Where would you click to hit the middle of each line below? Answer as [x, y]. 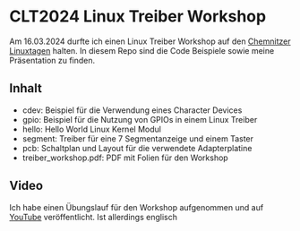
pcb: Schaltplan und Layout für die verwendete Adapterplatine [137, 148]
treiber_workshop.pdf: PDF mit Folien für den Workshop [125, 158]
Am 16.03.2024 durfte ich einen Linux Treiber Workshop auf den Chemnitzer [150, 41]
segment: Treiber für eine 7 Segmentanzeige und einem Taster [137, 138]
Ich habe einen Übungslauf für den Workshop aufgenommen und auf [137, 207]
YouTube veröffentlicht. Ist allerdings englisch [93, 217]
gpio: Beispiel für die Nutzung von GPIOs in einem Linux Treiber [140, 119]
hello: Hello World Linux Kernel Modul [91, 129]
